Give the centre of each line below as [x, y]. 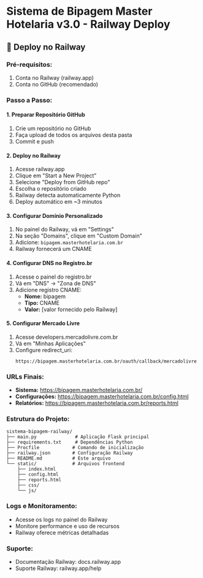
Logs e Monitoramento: [42, 506]
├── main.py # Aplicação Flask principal [78, 437]
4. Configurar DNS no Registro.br [49, 263]
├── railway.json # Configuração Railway [70, 453]
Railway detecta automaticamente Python [68, 195]
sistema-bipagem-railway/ [39, 432]
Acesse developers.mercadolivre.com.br [67, 337]
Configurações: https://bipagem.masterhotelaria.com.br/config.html [102, 396]
